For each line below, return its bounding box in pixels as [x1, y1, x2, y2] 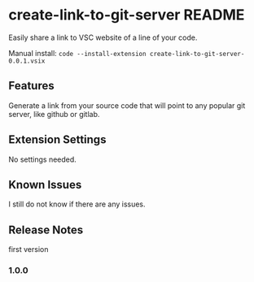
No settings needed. [8, 154, 77, 164]
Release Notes [8, 223, 84, 236]
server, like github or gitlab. [8, 109, 100, 119]
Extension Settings [8, 132, 107, 147]
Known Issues [8, 177, 82, 192]
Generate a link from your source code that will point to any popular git [8, 100, 246, 111]
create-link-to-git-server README [8, 6, 245, 24]
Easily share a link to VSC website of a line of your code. [8, 33, 198, 42]
